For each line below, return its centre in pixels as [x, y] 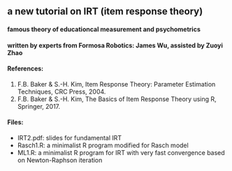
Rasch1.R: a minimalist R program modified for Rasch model [103, 145]
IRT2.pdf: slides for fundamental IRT [70, 137]
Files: [15, 122]
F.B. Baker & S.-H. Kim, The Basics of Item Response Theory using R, [117, 99]
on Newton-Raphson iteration [60, 160]
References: [26, 68]
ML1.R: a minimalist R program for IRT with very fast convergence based [121, 152]
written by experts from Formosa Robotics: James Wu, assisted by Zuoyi [115, 45]
